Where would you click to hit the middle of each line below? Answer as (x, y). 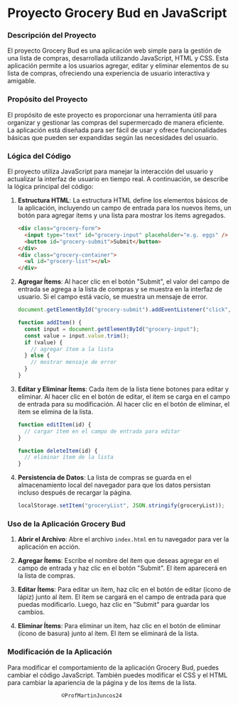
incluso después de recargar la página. (75, 493)
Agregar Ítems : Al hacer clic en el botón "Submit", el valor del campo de (123, 281)
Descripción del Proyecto (52, 36)
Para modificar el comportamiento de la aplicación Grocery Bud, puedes (113, 667)
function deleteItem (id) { (58, 451)
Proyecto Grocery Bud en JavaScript (117, 13)
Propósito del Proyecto (48, 99)
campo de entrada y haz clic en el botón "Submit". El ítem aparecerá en (122, 568)
